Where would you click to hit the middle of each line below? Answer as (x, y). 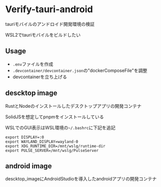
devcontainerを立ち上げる (40, 77)
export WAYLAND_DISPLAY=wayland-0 (42, 142)
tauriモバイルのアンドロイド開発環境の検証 (50, 24)
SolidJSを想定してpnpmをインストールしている (55, 117)
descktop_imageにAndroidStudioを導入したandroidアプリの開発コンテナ (81, 179)
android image (29, 166)
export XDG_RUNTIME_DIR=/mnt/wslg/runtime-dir (55, 146)
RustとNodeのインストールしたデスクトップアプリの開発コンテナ (73, 106)
